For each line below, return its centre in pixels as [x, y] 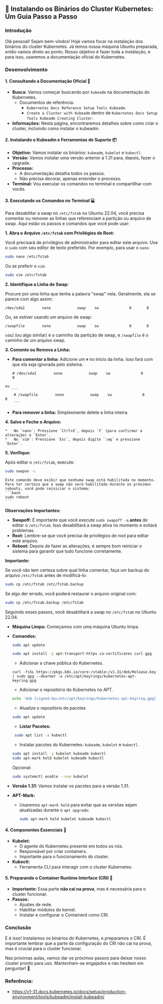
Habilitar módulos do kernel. [48, 910]
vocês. [19, 189]
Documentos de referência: [47, 102]
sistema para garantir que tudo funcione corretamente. [67, 551]
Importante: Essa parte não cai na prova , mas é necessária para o [79, 889]
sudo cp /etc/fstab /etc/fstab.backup [44, 584]
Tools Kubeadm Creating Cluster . [60, 118]
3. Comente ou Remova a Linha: [38, 350]
